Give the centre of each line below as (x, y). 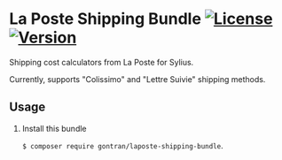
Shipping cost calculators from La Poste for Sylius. (102, 62)
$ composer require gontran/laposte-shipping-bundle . (122, 145)
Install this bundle (54, 128)
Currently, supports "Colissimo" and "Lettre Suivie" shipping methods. (137, 79)
